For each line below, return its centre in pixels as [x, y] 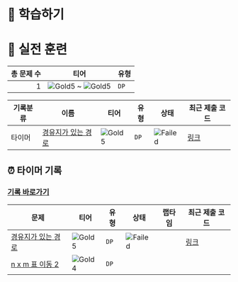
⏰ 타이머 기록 [35, 170]
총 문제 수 [26, 74]
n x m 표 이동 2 [35, 264]
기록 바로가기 [28, 192]
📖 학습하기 [36, 15]
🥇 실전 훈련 [37, 50]
